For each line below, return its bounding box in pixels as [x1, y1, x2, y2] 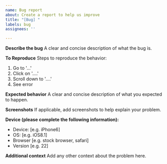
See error [12, 81, 33, 88]
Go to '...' [12, 65, 32, 71]
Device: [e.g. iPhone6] [12, 127, 61, 133]
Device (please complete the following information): [5, 116, 119, 123]
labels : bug [5, 22, 31, 27]
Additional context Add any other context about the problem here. [5, 153, 146, 159]
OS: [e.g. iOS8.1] [12, 132, 48, 138]
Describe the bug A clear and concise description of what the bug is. [5, 45, 152, 51]
